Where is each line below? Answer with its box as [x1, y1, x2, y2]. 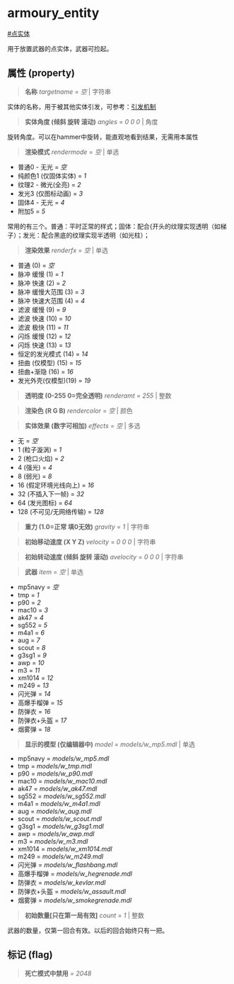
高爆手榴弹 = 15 [17, 698, 63, 707]
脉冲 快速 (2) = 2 [17, 279, 66, 287]
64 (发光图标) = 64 [17, 498, 73, 507]
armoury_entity [7, 5, 100, 21]
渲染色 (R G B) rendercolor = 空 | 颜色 [24, 406, 133, 415]
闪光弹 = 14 [17, 689, 51, 698]
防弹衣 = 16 [17, 707, 51, 715]
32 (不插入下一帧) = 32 [17, 489, 85, 498]
